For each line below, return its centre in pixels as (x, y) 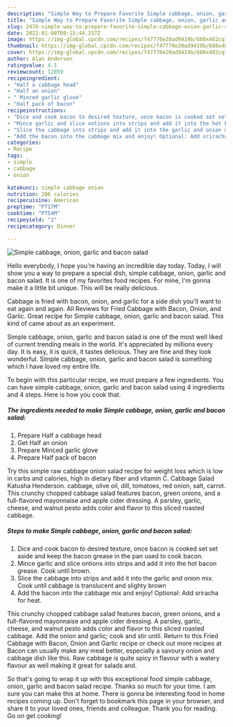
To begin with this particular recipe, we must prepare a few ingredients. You (115, 380)
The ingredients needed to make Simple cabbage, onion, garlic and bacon (116, 410)
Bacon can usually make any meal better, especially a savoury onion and (111, 651)
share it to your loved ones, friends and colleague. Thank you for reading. (112, 708)
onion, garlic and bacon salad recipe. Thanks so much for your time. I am (112, 686)
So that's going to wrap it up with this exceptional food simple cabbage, (110, 678)
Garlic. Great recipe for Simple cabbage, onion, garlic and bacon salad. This (115, 316)
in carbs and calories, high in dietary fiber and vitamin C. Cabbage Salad (111, 478)
